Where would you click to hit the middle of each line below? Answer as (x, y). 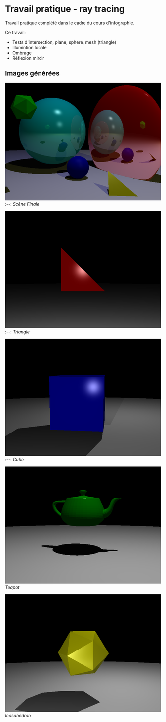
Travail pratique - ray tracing (65, 9)
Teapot (12, 587)
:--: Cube (15, 459)
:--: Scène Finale (22, 204)
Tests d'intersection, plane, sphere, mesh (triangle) (64, 42)
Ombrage (22, 53)
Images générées (32, 74)
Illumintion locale (29, 47)
